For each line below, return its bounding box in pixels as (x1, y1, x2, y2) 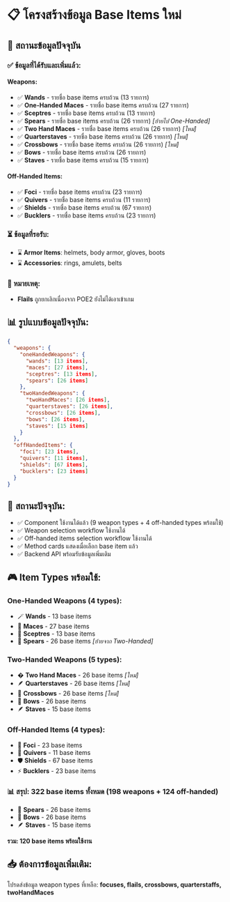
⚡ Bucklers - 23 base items (17, 766, 97, 775)
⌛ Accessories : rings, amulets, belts (17, 259, 122, 267)
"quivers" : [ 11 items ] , (19, 455, 89, 462)
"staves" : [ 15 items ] (25, 422, 89, 429)
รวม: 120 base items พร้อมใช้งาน (7, 836, 92, 845)
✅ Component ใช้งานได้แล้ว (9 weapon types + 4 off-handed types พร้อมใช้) (17, 519, 224, 527)
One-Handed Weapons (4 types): (7, 595, 122, 605)
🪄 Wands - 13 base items (17, 612, 92, 620)
